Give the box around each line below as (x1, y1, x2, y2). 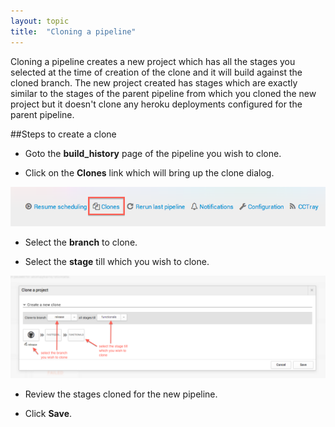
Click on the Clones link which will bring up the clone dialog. (24, 166, 275, 179)
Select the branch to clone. (24, 236, 138, 248)
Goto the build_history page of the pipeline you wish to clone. (24, 147, 282, 159)
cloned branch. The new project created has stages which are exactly (10, 76, 298, 89)
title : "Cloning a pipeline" (10, 26, 137, 37)
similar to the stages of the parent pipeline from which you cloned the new (10, 87, 317, 99)
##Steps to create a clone (10, 128, 117, 140)
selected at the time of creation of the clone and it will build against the (10, 66, 303, 78)
